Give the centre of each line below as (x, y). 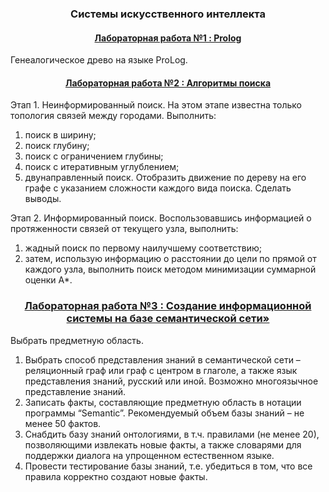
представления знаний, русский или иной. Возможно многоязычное (171, 381)
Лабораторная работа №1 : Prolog (168, 38)
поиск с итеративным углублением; (102, 167)
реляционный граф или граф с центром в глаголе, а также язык (161, 370)
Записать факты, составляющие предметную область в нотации (163, 402)
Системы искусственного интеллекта (168, 14)
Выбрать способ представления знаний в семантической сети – (162, 359)
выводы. (43, 199)
